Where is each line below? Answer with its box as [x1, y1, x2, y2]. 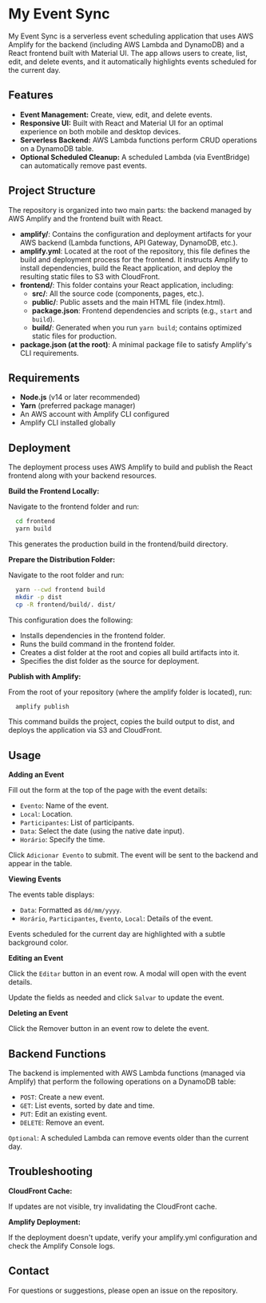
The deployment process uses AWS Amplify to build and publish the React [8, 462, 253, 472]
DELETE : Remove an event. [19, 1117, 105, 1128]
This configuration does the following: [8, 615, 133, 625]
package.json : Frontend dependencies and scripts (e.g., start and [31, 306, 252, 315]
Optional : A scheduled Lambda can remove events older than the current [8, 1133, 249, 1143]
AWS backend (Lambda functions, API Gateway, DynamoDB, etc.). [19, 238, 238, 247]
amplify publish [15, 702, 69, 710]
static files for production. [31, 331, 117, 341]
